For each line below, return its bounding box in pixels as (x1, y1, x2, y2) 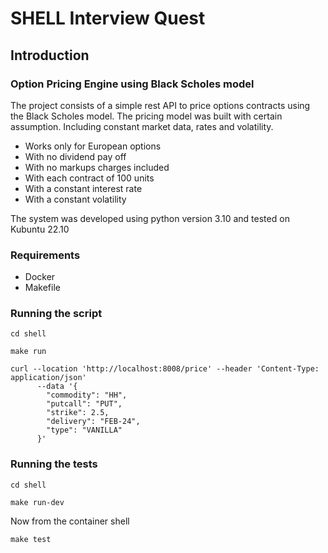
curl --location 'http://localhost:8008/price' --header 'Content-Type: (10, 364, 320, 374)
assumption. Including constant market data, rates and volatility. (10, 120, 274, 132)
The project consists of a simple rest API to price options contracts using (10, 99, 311, 111)
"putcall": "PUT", (46, 399, 123, 409)
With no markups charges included (24, 161, 170, 173)
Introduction (10, 47, 90, 64)
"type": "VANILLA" (46, 425, 123, 436)
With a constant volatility (24, 193, 127, 205)
